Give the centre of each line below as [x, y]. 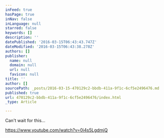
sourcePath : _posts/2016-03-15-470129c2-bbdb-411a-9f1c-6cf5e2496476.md [82, 88]
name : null [21, 61]
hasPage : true [20, 14]
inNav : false [19, 19]
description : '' [22, 38]
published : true [22, 93]
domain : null [23, 65]
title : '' [15, 79]
